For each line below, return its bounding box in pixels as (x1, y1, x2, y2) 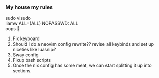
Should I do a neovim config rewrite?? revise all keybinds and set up (12, 41, 154, 47)
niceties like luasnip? (12, 47, 56, 53)
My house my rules (5, 4, 53, 11)
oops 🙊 (5, 26, 20, 32)
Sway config (12, 52, 39, 58)
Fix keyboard (12, 35, 40, 42)
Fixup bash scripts (12, 57, 51, 63)
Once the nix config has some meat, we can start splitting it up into (12, 62, 152, 69)
